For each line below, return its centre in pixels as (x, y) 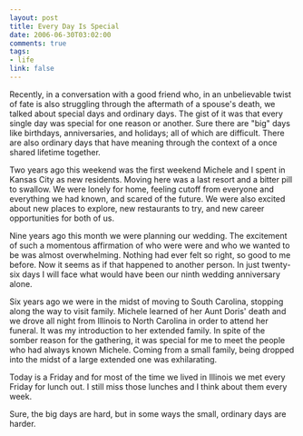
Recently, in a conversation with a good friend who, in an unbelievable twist (151, 94)
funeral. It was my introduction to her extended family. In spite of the (137, 330)
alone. (21, 283)
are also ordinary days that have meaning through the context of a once (143, 143)
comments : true (38, 43)
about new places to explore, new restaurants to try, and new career (137, 208)
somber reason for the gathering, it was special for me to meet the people (147, 340)
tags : (20, 52)
